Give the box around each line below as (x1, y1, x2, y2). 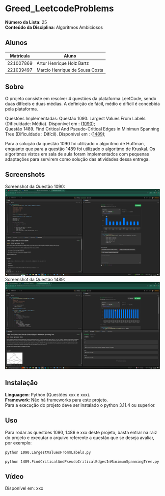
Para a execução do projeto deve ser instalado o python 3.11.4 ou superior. (5, 402, 156, 408)
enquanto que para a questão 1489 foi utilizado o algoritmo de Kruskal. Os (5, 146, 156, 152)
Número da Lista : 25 (5, 19, 47, 25)
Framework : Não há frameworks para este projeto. (5, 397, 108, 403)
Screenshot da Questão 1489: (5, 277, 65, 283)
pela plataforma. (5, 106, 38, 112)
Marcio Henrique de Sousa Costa (36, 67, 104, 73)
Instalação (5, 379, 38, 387)
